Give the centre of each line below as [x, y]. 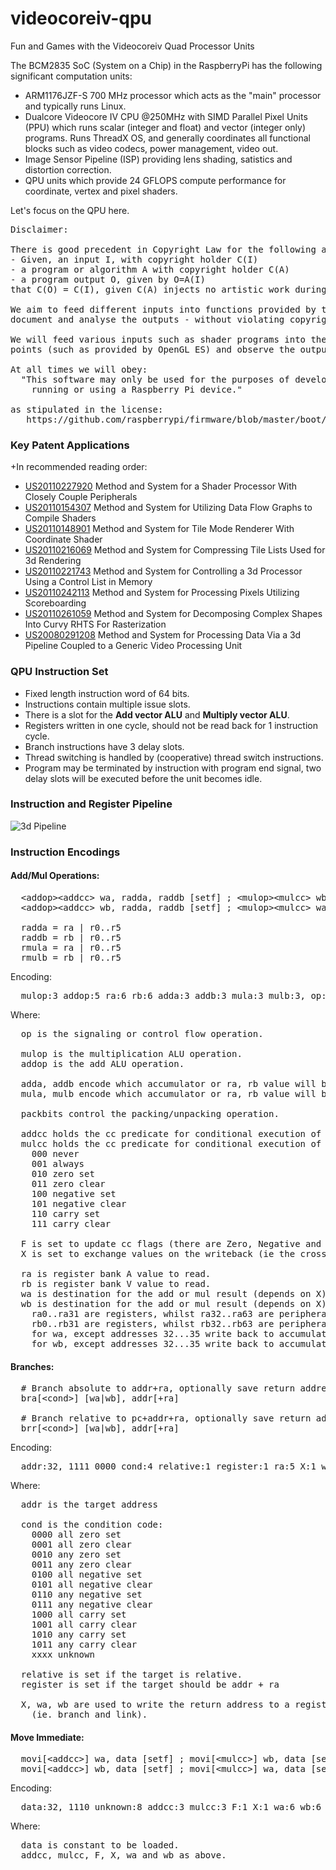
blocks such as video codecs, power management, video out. [151, 148]
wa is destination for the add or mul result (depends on [166, 1293]
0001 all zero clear [81, 1545]
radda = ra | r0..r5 [71, 927]
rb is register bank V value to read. [116, 1283]
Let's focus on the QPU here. [70, 210]
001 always [58, 1163]
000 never [55, 1153]
